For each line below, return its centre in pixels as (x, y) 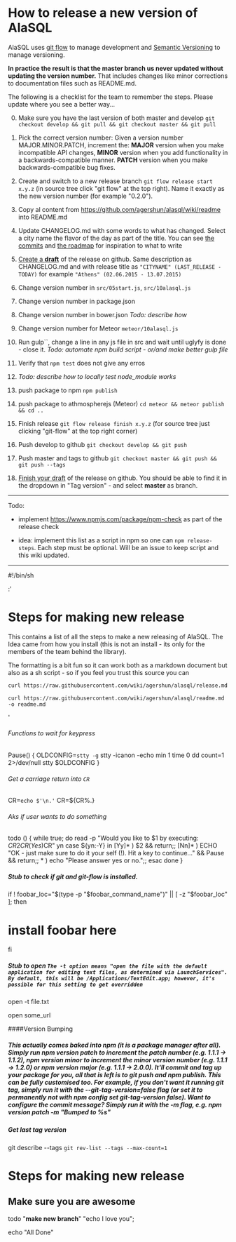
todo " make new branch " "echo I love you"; (71, 1218)
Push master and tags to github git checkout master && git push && (117, 458)
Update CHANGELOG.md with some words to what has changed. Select (122, 230)
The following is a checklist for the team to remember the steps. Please (111, 97)
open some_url (29, 1015)
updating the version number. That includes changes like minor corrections (118, 76)
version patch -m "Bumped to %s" (60, 1112)
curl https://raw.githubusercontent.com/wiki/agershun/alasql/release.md (118, 686)
